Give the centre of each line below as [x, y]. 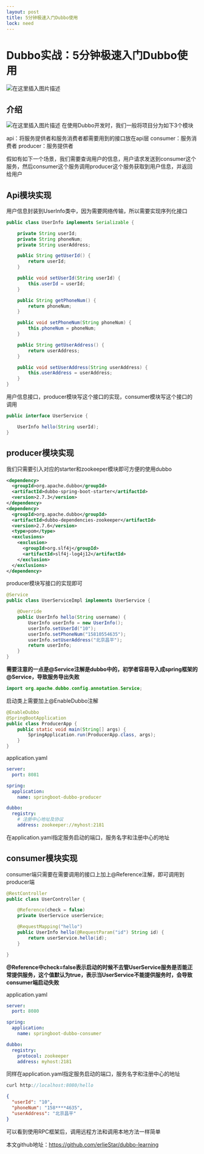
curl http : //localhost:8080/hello [50, 1085]
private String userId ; [47, 233]
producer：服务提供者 [46, 146]
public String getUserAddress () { [61, 345]
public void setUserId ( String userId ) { [69, 278]
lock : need [20, 23]
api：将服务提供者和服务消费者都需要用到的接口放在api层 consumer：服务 [99, 138]
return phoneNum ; [50, 306]
